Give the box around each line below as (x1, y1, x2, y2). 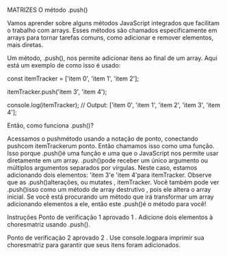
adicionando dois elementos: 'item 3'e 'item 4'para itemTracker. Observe (7, 171, 212, 179)
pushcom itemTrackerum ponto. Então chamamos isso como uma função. (7, 142, 215, 150)
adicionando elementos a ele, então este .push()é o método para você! (7, 200, 206, 208)
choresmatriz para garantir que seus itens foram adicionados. (7, 241, 181, 248)
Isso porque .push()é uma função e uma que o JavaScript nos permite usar (7, 150, 219, 157)
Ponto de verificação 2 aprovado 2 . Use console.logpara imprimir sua (7, 233, 204, 242)
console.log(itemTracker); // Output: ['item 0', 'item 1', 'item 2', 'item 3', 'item (7, 101, 221, 109)
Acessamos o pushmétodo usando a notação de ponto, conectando (7, 134, 198, 143)
